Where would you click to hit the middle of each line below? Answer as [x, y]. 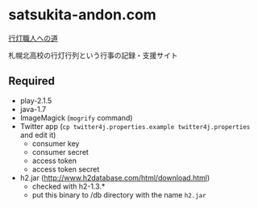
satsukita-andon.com [83, 15]
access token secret [66, 169]
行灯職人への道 [33, 38]
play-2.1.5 [36, 100]
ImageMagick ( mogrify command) [76, 118]
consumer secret [60, 152]
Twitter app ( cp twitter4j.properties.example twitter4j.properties [135, 126]
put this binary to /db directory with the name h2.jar [119, 194]
